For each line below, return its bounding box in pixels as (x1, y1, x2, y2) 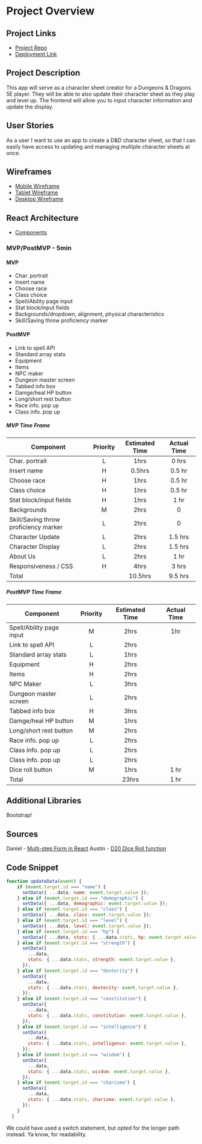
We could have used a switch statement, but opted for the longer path (6, 1124, 180, 1131)
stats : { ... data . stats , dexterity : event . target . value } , (28, 985, 179, 991)
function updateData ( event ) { (6, 878, 82, 884)
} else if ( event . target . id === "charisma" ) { (17, 1080, 136, 1086)
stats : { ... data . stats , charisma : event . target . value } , (28, 1096, 176, 1102)
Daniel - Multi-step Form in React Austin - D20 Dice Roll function (6, 845, 167, 852)
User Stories (6, 120, 54, 131)
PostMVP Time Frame (6, 589, 62, 596)
